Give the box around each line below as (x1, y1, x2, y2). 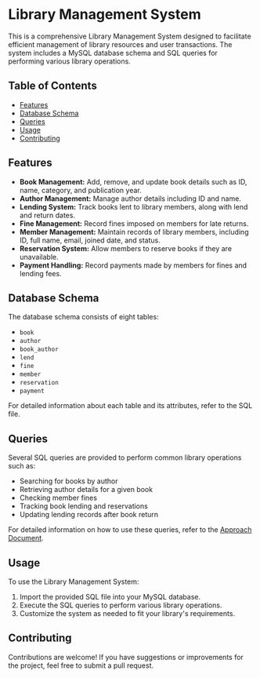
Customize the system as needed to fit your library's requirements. (19, 609, 236, 618)
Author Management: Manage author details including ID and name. (19, 194, 241, 203)
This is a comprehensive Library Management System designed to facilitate (8, 31, 252, 41)
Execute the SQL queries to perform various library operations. (19, 600, 222, 610)
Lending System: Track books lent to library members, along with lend (19, 202, 248, 211)
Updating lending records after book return (19, 510, 159, 519)
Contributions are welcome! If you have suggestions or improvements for (8, 652, 244, 662)
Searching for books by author (19, 476, 118, 486)
